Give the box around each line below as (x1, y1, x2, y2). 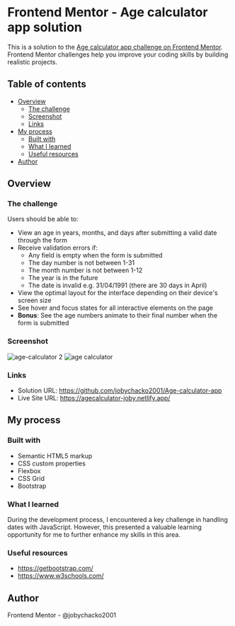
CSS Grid (17, 474, 45, 482)
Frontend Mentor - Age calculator (7, 4, 208, 21)
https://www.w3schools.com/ (17, 572, 104, 580)
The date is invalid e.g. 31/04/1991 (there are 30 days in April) (28, 281, 207, 290)
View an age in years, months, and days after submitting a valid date (17, 228, 217, 237)
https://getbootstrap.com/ (17, 564, 93, 573)
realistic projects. (7, 57, 58, 66)
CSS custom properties (17, 459, 86, 468)
